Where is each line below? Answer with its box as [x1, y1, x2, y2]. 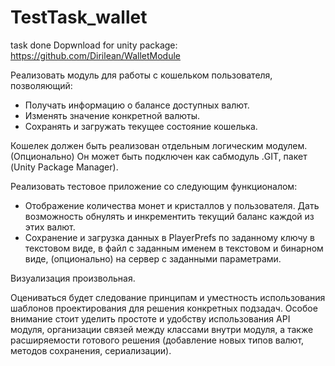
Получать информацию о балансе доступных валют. [24, 99, 250, 111]
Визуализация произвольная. [10, 272, 136, 284]
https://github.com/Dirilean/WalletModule [10, 49, 182, 61]
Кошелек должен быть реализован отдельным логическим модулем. [10, 139, 308, 151]
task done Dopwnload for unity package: [10, 39, 178, 51]
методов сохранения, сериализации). [10, 344, 172, 356]
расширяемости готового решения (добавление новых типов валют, [10, 334, 305, 346]
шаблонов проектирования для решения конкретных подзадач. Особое [10, 302, 318, 314]
